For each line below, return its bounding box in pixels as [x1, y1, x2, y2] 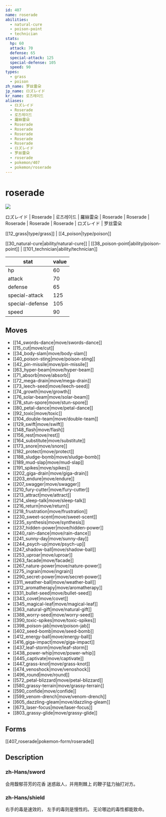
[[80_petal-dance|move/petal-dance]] [12, 405, 93, 411]
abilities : [5, 17, 29, 22]
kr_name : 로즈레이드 [5, 93, 44, 98]
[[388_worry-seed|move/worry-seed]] [12, 612, 94, 618]
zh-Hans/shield [5, 794, 45, 801]
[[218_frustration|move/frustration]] [12, 508, 88, 515]
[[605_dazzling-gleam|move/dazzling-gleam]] [12, 699, 111, 705]
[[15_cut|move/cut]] [12, 345, 55, 351]
